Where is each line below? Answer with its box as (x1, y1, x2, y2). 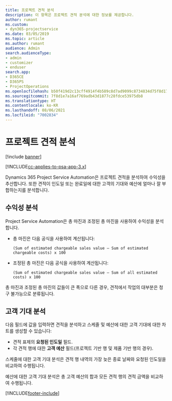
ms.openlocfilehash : (5, 88, 50, 94)
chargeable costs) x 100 (12, 250, 66, 255)
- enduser (5, 65, 27, 70)
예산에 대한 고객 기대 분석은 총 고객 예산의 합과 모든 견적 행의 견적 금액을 (5, 373, 150, 380)
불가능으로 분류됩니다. (10, 291, 55, 297)
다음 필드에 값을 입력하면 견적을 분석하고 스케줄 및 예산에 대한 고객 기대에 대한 (5, 321, 161, 328)
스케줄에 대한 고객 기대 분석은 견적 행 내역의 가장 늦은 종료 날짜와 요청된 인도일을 (5, 356, 166, 362)
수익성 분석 (5, 203, 38, 212)
